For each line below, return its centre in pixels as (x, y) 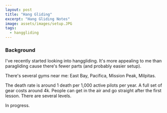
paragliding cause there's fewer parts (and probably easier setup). (73, 66)
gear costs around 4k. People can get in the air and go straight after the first (83, 91)
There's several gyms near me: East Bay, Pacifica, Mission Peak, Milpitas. (81, 76)
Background (20, 50)
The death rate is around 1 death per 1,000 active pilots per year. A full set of (84, 85)
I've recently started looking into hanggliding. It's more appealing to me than (83, 61)
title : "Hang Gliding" (29, 14)
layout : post (19, 10)
